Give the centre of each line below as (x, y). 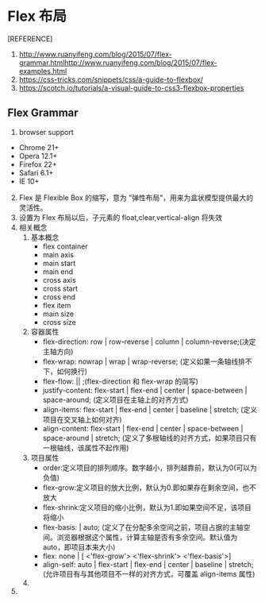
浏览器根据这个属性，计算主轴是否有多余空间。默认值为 (147, 537)
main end (58, 272)
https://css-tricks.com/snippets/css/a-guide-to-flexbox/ (111, 79)
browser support (46, 132)
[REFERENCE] (30, 39)
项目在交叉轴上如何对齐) (82, 419)
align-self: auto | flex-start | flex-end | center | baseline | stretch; (148, 564)
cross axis (59, 280)
